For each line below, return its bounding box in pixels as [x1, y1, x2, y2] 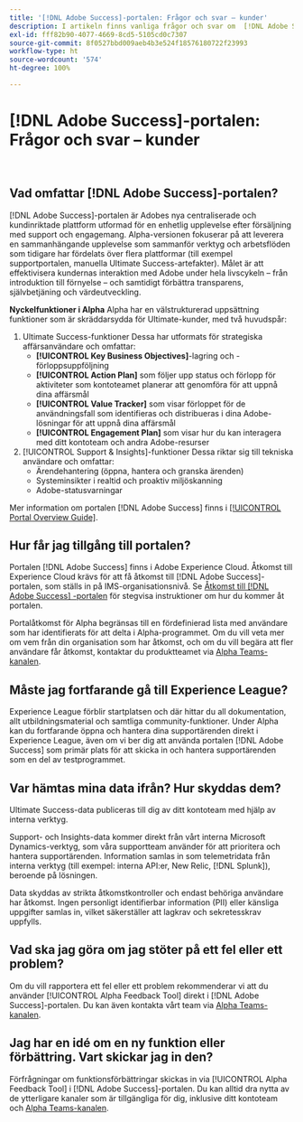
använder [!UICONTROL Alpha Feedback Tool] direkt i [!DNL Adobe [9, 990, 260, 1001]
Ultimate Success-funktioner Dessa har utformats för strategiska [22, 331, 263, 341]
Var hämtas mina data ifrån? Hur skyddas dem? [9, 781, 281, 796]
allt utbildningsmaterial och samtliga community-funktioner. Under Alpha [9, 715, 280, 727]
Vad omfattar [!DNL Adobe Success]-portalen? [9, 186, 279, 201]
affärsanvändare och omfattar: [22, 341, 136, 351]
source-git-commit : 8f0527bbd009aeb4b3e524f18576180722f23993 [9, 38, 248, 48]
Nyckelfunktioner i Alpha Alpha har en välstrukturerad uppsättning [9, 304, 260, 314]
